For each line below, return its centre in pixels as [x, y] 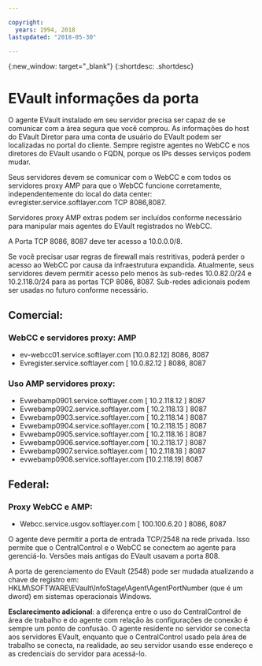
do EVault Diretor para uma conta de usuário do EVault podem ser [115, 137]
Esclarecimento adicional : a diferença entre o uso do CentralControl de [125, 612]
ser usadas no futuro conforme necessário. [78, 290]
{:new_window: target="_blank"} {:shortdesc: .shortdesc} [101, 66]
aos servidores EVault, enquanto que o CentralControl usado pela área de [127, 637]
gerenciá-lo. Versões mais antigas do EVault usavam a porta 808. [114, 556]
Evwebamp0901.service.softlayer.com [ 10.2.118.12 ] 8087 [113, 401]
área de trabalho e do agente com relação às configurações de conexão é [128, 619]
